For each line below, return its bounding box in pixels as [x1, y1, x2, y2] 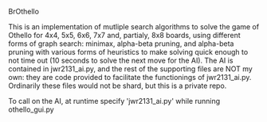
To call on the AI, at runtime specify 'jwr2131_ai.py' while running [8, 97, 221, 105]
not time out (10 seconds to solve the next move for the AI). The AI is [8, 55, 234, 65]
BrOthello [8, 7, 40, 16]
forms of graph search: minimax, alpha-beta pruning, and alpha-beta [8, 39, 234, 48]
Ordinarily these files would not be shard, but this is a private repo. [8, 81, 227, 90]
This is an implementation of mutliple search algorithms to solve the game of [8, 22, 260, 31]
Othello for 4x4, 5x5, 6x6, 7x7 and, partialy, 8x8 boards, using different [8, 31, 241, 40]
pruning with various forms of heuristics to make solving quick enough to [8, 48, 249, 56]
